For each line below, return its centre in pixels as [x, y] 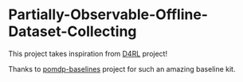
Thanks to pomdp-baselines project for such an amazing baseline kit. [122, 68]
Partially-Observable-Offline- [108, 15]
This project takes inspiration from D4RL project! [88, 53]
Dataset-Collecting [73, 31]
